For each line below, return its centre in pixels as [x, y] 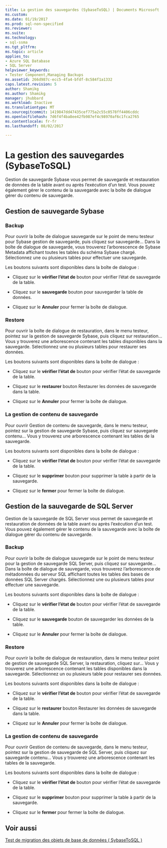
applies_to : [17, 56]
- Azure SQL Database [28, 61]
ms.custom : [16, 14]
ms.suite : [15, 33]
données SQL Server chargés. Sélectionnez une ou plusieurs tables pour [80, 579]
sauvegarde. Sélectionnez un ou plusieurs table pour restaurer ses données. [83, 674]
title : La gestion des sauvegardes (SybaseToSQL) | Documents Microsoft [82, 10]
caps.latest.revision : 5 [31, 84]
